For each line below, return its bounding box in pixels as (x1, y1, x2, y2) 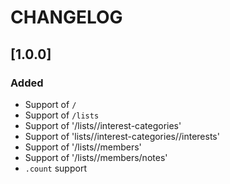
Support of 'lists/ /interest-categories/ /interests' (24, 130, 220, 142)
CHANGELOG (10, 6, 123, 29)
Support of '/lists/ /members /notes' (24, 151, 168, 163)
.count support (24, 162, 87, 174)
